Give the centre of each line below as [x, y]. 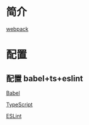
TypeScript [19, 104]
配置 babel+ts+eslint [45, 78]
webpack [17, 29]
